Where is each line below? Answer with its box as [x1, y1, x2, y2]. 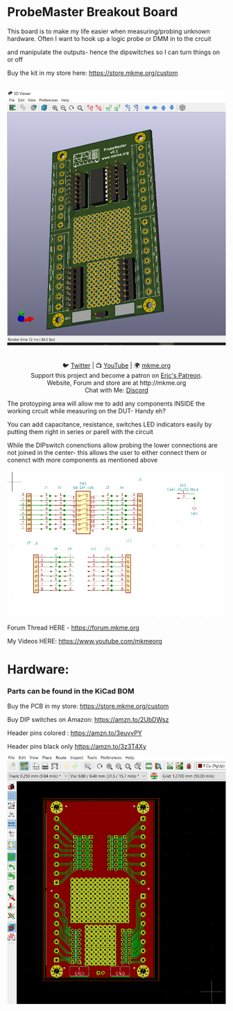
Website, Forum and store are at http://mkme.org [46, 379, 187, 387]
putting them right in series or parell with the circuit [7, 428, 154, 436]
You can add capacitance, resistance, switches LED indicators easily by [7, 420, 212, 429]
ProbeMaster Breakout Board [7, 4, 178, 20]
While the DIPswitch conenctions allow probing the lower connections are [7, 441, 218, 449]
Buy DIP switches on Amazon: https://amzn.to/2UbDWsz [7, 715, 169, 723]
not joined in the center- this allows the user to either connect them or [7, 449, 207, 457]
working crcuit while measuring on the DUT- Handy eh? [7, 407, 166, 415]
